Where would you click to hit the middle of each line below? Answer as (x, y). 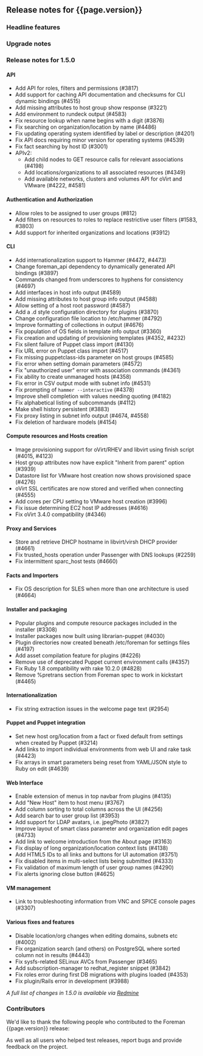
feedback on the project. (37, 1046)
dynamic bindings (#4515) (48, 101)
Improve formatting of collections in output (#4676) (79, 325)
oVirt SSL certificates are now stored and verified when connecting (99, 488)
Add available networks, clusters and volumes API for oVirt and (103, 179)
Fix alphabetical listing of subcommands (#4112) (75, 403)
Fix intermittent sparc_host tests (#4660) (66, 561)
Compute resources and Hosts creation (57, 436)
